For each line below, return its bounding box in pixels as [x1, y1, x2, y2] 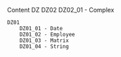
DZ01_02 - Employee [19, 31, 76, 38]
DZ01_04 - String [19, 43, 69, 50]
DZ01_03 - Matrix [19, 37, 69, 44]
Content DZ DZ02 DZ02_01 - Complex [7, 6, 115, 14]
